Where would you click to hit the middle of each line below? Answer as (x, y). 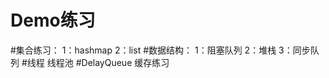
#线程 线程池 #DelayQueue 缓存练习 (95, 62)
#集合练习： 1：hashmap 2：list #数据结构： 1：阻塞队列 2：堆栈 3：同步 (160, 50)
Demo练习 (53, 20)
